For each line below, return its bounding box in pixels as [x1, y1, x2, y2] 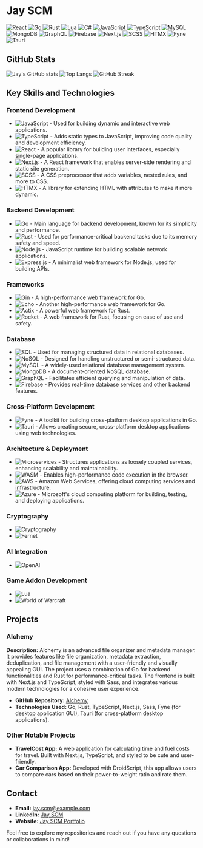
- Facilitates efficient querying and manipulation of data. [45, 375, 185, 382]
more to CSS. [15, 178, 48, 185]
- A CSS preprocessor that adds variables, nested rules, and [36, 171, 187, 179]
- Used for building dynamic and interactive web [49, 120, 170, 127]
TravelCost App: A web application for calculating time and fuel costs [15, 745, 190, 752]
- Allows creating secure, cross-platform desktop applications [35, 422, 190, 430]
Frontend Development [6, 106, 76, 115]
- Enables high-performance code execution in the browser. [39, 471, 189, 478]
